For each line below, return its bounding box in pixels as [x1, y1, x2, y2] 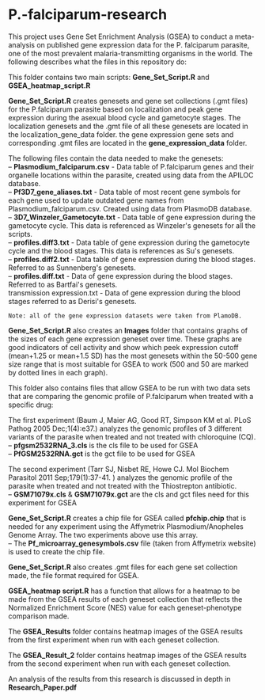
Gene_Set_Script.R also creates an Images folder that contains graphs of [8, 325, 248, 335]
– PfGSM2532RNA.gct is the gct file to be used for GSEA [8, 449, 195, 458]
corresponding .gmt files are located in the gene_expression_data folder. [8, 138, 248, 147]
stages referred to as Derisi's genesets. [8, 296, 137, 306]
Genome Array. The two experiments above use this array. [8, 530, 199, 539]
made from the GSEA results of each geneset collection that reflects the [8, 594, 243, 603]
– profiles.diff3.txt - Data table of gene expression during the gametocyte [8, 238, 251, 247]
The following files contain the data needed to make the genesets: [8, 153, 224, 163]
